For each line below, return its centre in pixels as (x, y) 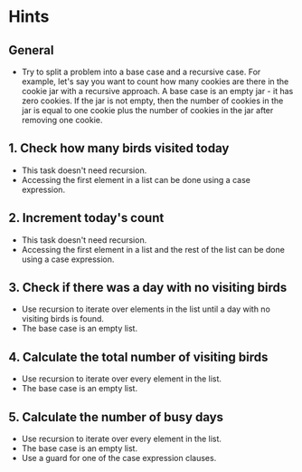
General (32, 50)
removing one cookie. (62, 120)
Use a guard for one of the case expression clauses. (119, 458)
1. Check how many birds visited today (119, 148)
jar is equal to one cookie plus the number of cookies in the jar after (147, 110)
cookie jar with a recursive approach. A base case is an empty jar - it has (157, 91)
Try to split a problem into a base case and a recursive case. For (141, 72)
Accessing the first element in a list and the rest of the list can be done (153, 249)
